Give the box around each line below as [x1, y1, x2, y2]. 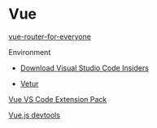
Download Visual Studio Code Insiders [20, 62, 149, 73]
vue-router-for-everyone [8, 32, 92, 41]
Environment [8, 47, 51, 57]
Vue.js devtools [8, 110, 61, 120]
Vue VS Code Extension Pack [8, 94, 107, 104]
